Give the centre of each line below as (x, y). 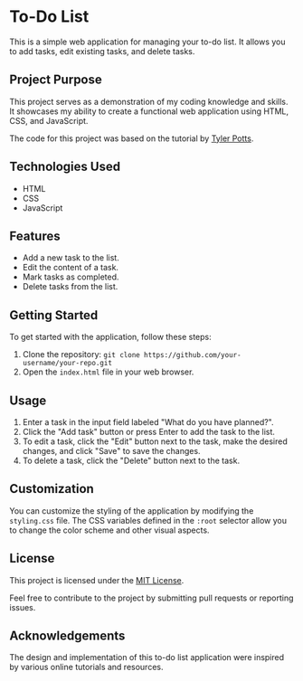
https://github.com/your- (192, 355)
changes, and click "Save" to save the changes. (111, 451)
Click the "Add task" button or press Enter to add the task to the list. (149, 432)
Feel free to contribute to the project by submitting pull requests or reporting (151, 598)
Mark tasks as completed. (71, 277)
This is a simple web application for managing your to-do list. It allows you (147, 42)
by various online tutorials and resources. (86, 667)
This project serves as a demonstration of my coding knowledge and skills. (149, 101)
